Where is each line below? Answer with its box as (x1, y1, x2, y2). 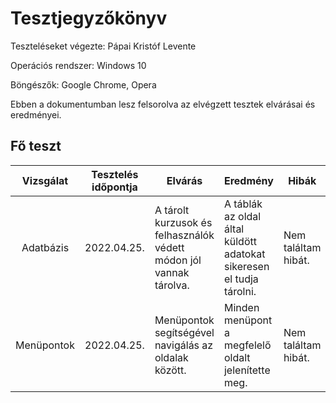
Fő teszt (10, 138, 62, 155)
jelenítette (223, 363, 271, 377)
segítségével (154, 325, 215, 339)
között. (154, 363, 187, 377)
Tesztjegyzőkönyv (10, 7, 168, 30)
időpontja (91, 180, 138, 194)
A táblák (223, 197, 263, 211)
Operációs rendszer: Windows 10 (10, 59, 147, 71)
